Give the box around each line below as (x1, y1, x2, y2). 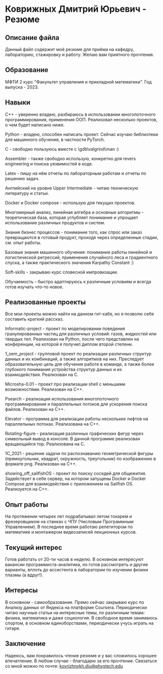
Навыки (5, 98, 31, 107)
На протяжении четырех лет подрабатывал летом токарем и (5, 513, 132, 519)
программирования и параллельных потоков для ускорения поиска (5, 401, 147, 407)
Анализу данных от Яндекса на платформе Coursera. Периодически (5, 604, 147, 610)
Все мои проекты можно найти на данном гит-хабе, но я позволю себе (5, 311, 154, 317)
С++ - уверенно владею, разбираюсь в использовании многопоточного (5, 111, 156, 117)
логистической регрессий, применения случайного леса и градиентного (5, 254, 158, 260)
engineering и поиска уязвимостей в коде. (5, 161, 93, 166)
